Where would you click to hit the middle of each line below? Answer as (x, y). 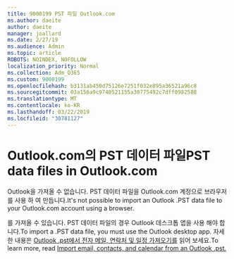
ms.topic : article (34, 53)
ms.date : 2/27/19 (33, 40)
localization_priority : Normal (53, 66)
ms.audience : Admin (36, 46)
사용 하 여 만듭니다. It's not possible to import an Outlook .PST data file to (118, 200)
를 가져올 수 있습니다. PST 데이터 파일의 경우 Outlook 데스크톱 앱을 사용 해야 (113, 222)
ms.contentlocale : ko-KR (44, 106)
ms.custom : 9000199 (36, 79)
